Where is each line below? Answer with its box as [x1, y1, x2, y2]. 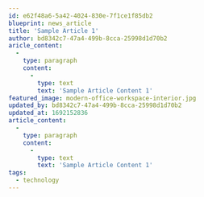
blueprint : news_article [8, 19, 92, 27]
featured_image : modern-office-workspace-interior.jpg [8, 94, 197, 102]
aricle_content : [8, 42, 63, 50]
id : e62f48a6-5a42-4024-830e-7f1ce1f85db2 [8, 11, 153, 20]
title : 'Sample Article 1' [8, 27, 99, 35]
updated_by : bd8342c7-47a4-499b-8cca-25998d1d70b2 [8, 101, 182, 109]
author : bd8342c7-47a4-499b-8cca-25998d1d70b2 [8, 34, 168, 43]
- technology [15, 176, 60, 185]
